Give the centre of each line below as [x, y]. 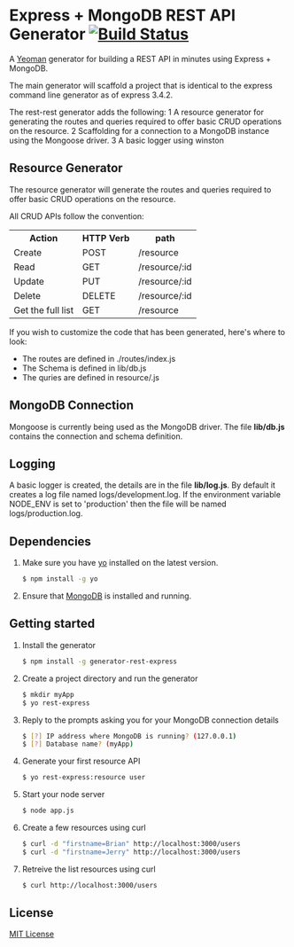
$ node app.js [48, 811]
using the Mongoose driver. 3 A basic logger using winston [116, 140]
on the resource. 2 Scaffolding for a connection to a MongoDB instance [139, 130]
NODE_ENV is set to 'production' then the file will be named [118, 504]
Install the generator [58, 645]
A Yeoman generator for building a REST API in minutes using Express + [140, 59]
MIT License [32, 934]
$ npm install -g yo [60, 579]
